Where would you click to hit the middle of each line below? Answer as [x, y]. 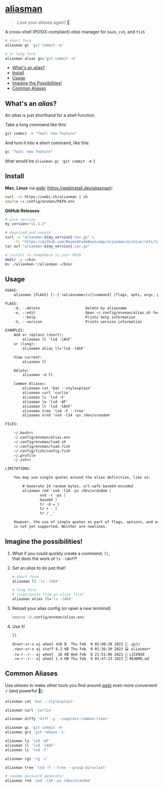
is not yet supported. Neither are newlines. [61, 526]
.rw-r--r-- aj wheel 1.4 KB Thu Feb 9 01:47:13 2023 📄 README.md [81, 658]
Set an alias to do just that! [39, 568]
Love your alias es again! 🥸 [43, 22]
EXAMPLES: [15, 330]
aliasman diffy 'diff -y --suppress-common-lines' [57, 719]
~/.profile [25, 455]
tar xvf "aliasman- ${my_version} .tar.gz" [48, 246]
